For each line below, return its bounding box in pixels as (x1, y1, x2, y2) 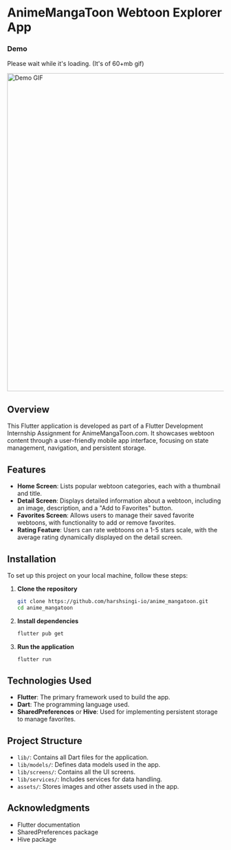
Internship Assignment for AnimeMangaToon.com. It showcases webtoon (7, 429, 214, 437)
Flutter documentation (16, 820, 80, 829)
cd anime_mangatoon (16, 604, 74, 611)
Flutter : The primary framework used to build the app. (16, 693, 170, 701)
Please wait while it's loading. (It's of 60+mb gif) (7, 60, 144, 68)
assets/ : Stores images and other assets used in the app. (16, 783, 179, 791)
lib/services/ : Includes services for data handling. (16, 775, 163, 783)
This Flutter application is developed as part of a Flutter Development (7, 422, 203, 431)
